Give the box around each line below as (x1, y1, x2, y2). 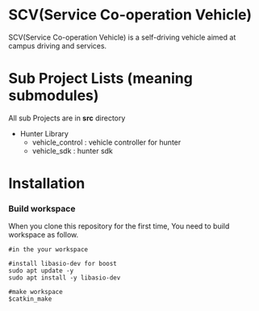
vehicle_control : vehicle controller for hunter (31, 137, 182, 147)
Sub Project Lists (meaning (8, 69, 194, 88)
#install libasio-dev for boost (8, 260, 117, 268)
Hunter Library (19, 128, 69, 138)
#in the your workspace (8, 246, 89, 254)
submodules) (8, 86, 99, 105)
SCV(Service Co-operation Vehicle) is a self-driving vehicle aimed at (8, 32, 236, 42)
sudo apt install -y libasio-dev (8, 274, 121, 282)
